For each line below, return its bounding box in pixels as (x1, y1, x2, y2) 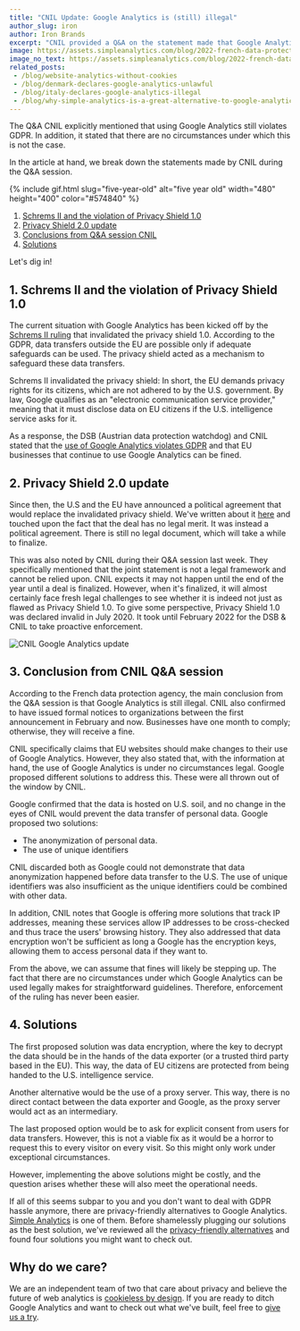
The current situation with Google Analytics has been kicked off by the (9, 320, 269, 331)
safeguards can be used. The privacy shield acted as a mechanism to (9, 349, 265, 359)
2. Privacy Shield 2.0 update (9, 476, 170, 491)
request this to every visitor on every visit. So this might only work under (9, 1141, 276, 1153)
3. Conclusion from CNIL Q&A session (9, 664, 224, 679)
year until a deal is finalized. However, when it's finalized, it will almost (9, 583, 268, 594)
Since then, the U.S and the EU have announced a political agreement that (9, 500, 282, 510)
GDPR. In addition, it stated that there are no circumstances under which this (9, 131, 291, 141)
